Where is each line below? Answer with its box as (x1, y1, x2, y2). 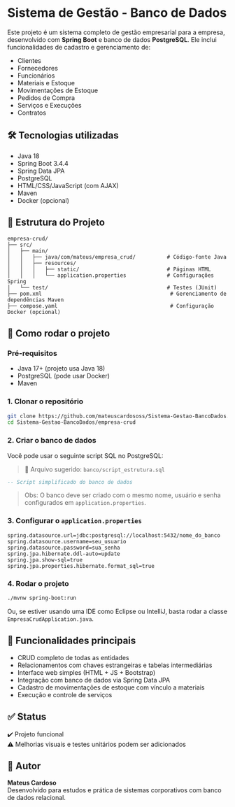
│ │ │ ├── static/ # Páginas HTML (7, 266, 211, 273)
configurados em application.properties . (24, 499, 147, 507)
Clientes (17, 56, 42, 64)
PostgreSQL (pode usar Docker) (17, 372, 111, 380)
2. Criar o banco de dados (7, 436, 97, 445)
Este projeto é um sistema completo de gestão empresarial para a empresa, (7, 28, 225, 36)
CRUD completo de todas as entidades (17, 653, 129, 662)
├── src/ (7, 241, 33, 248)
